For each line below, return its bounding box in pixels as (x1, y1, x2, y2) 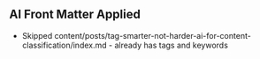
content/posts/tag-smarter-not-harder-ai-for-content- (54, 30, 252, 41)
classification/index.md (21, 40, 108, 50)
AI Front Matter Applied (9, 7, 141, 22)
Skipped (21, 30, 53, 41)
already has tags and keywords (114, 40, 228, 50)
